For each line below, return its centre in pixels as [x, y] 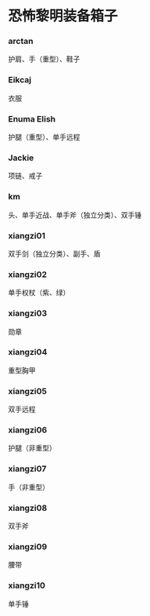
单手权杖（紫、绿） [39, 293]
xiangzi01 [27, 235]
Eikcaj [20, 80]
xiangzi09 [28, 546]
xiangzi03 [28, 313]
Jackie [21, 158]
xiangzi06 [28, 430]
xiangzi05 [27, 391]
